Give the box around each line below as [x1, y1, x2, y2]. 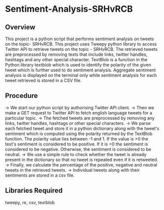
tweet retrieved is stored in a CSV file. [5, 77, 82, 83]
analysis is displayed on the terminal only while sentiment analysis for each [5, 72, 157, 78]
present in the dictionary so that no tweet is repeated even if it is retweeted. [5, 157, 159, 163]
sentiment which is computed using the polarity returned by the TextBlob [5, 131, 153, 137]
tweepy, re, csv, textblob [5, 199, 55, 205]
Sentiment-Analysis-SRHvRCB [5, 3, 133, 15]
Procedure [5, 92, 38, 100]
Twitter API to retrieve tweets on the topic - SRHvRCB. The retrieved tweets [5, 47, 158, 52]
